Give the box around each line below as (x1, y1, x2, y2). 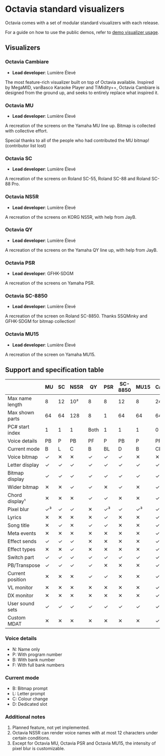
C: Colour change (12, 696, 48, 702)
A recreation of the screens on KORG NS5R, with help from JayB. (5, 214, 137, 220)
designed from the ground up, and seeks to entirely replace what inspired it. (5, 90, 159, 96)
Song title (7, 521, 29, 528)
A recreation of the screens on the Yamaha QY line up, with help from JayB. (5, 247, 158, 253)
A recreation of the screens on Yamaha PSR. (5, 280, 95, 286)
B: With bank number (12, 656, 55, 662)
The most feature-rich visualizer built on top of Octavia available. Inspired (5, 79, 154, 85)
